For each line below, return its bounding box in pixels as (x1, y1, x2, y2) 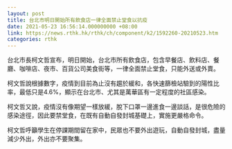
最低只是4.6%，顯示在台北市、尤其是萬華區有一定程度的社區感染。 (19, 88, 211, 96)
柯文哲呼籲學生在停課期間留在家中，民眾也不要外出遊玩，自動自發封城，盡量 (7, 126, 226, 134)
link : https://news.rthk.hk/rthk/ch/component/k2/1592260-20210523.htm (7, 29, 218, 37)
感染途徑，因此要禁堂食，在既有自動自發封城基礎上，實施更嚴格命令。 (7, 112, 208, 120)
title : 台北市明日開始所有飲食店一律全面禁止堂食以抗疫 (7, 17, 148, 24)
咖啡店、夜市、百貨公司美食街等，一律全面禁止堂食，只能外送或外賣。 (19, 64, 220, 73)
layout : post (7, 10, 45, 17)
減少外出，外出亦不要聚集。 (7, 134, 87, 143)
